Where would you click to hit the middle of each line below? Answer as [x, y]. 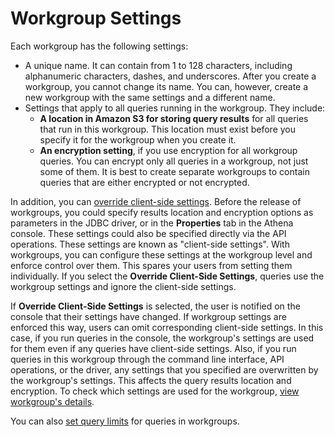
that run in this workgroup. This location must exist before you [167, 129]
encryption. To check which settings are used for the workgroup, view [155, 391]
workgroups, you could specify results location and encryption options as [162, 212]
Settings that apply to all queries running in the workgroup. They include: [175, 108]
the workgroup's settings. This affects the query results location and [151, 380]
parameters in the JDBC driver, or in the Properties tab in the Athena [152, 223]
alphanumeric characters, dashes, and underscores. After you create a [170, 76]
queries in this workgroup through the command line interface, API [147, 359]
